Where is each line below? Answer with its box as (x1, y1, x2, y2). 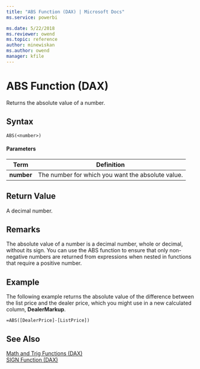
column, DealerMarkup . (6, 306, 66, 313)
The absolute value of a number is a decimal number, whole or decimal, (6, 240, 183, 247)
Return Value (6, 191, 56, 202)
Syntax (6, 117, 34, 127)
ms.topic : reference (6, 37, 58, 43)
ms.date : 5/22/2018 (6, 25, 55, 31)
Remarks (6, 224, 41, 235)
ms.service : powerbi (6, 14, 58, 20)
